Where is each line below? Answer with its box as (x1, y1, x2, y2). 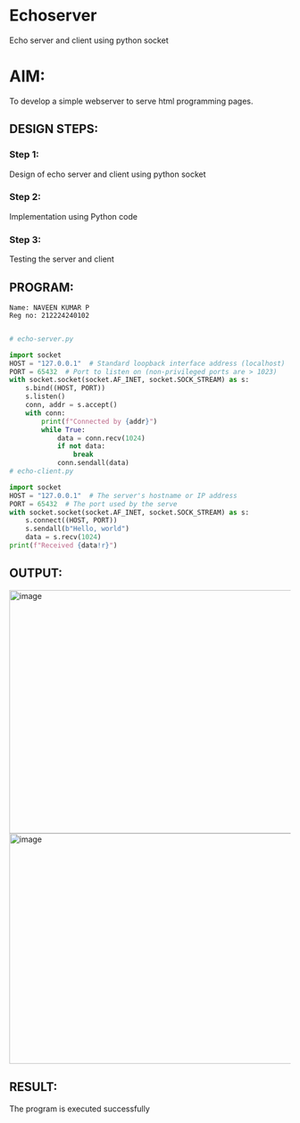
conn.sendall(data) (56, 459, 129, 468)
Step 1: (9, 148, 39, 161)
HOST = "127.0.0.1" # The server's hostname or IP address (9, 491, 238, 500)
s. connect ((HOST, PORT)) (25, 516, 118, 525)
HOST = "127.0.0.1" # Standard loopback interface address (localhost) (9, 359, 286, 368)
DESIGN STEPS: (9, 121, 99, 137)
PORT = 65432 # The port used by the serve (9, 499, 178, 509)
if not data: (56, 442, 105, 451)
